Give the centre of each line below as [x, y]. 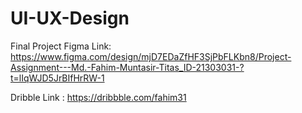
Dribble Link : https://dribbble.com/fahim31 [98, 97]
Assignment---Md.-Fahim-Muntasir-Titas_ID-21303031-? [127, 67]
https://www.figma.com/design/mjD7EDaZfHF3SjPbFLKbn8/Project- [151, 56]
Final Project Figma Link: [61, 46]
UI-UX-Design [70, 18]
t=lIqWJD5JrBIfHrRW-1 [57, 78]
